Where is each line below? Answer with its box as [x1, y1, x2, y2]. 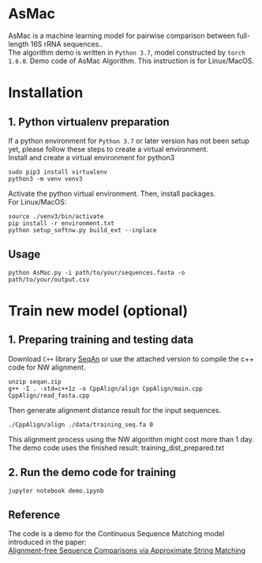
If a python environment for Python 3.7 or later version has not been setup [8, 136, 250, 145]
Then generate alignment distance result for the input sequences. [8, 405, 222, 415]
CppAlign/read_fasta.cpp [8, 392, 90, 400]
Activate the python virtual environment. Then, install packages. [8, 189, 216, 198]
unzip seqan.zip [8, 377, 62, 385]
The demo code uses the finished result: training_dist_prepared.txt [8, 443, 225, 452]
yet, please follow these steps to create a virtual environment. [8, 144, 209, 154]
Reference [8, 508, 61, 521]
